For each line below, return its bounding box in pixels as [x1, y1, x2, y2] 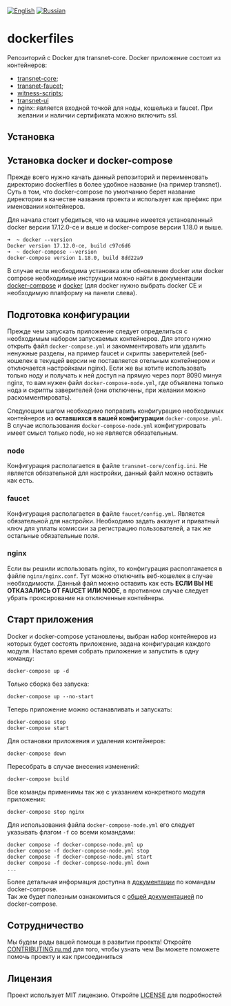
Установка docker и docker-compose [7, 154, 174, 166]
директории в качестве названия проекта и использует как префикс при [7, 195, 222, 203]
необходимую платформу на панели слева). [7, 289, 138, 297]
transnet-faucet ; [17, 82, 64, 90]
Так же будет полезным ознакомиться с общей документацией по [7, 892, 203, 900]
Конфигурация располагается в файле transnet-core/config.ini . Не [7, 462, 208, 470]
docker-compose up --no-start [7, 693, 94, 700]
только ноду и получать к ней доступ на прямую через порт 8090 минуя [7, 371, 222, 380]
